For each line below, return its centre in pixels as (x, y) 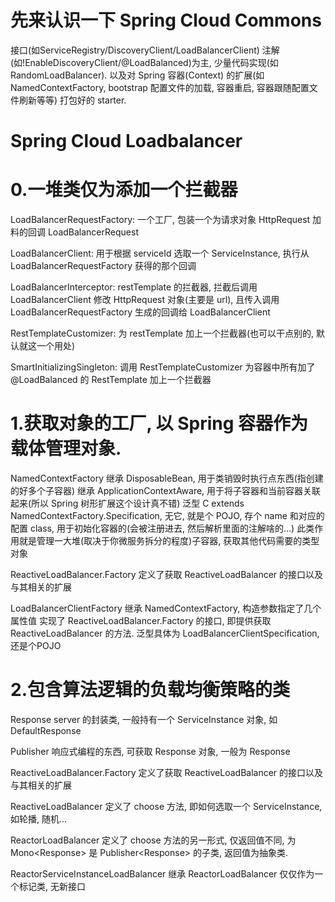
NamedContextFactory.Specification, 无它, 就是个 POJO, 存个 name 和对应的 (167, 515)
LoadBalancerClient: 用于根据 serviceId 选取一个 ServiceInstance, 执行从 (160, 253)
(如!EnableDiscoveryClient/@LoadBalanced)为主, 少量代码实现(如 (144, 62)
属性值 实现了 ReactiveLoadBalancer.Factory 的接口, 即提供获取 (141, 620)
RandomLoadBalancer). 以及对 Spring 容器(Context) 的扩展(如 (137, 75)
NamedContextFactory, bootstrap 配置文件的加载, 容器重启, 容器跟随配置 (160, 87)
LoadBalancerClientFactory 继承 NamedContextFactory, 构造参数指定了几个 (166, 608)
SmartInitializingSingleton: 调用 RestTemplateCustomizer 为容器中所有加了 (163, 367)
